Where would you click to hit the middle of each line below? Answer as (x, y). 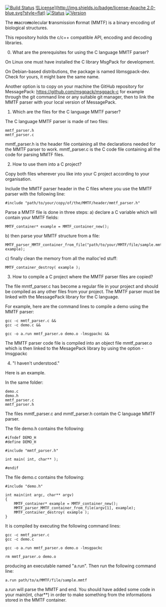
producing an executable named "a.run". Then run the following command (81, 566)
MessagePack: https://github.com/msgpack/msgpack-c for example (75, 91)
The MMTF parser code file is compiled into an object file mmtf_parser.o (79, 343)
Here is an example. (25, 373)
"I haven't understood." (36, 363)
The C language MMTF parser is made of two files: (57, 121)
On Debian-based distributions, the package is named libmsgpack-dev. (78, 71)
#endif (12, 468)
